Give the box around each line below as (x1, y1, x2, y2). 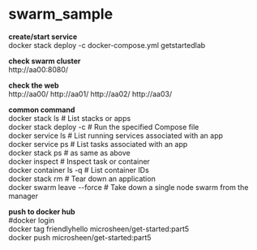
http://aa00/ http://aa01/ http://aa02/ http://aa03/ (8, 88, 173, 98)
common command (8, 105, 75, 114)
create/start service (8, 32, 78, 41)
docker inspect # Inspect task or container (8, 156, 150, 166)
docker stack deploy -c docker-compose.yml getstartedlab (8, 40, 206, 50)
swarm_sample (8, 5, 114, 24)
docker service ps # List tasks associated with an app (8, 139, 188, 149)
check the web (8, 80, 59, 90)
